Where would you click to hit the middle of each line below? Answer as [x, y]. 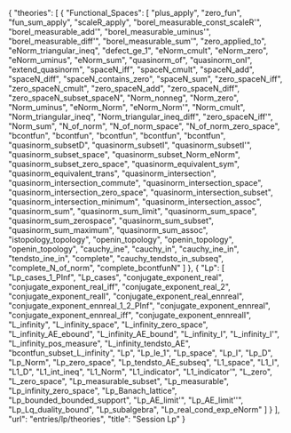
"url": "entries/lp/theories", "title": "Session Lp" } [97, 419]
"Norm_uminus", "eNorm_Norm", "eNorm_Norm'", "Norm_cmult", [127, 107]
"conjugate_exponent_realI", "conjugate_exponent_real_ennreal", [126, 296]
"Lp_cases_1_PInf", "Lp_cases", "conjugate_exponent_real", [116, 277]
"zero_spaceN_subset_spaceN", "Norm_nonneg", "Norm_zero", [124, 98]
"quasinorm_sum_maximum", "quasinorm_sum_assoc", [108, 230]
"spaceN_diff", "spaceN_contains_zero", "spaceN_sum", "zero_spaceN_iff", [145, 79]
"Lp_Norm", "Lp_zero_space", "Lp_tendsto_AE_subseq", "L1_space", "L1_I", [144, 362]
